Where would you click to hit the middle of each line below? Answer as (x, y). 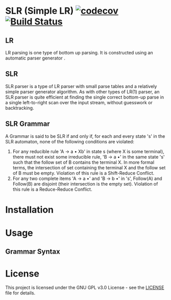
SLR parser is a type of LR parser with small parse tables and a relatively (81, 86)
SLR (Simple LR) (39, 11)
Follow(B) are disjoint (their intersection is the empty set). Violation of (85, 184)
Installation (30, 210)
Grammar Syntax (33, 252)
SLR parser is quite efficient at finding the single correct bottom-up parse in (85, 97)
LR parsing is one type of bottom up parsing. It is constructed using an (79, 53)
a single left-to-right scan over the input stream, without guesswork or (79, 102)
